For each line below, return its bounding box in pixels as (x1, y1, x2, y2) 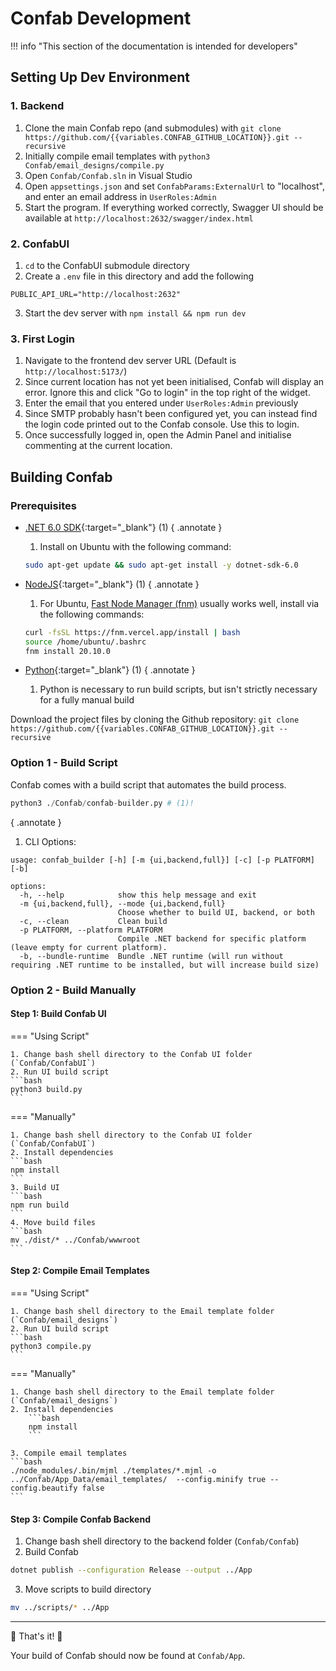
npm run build (10, 1200, 70, 1210)
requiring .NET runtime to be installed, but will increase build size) (10, 960, 320, 970)
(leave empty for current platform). (10, 942, 168, 952)
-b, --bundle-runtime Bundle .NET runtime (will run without (19, 951, 284, 961)
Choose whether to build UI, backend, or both (117, 907, 315, 917)
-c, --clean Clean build (19, 916, 168, 926)
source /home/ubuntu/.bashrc (24, 637, 147, 647)
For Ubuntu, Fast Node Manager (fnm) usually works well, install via (39, 597, 320, 609)
